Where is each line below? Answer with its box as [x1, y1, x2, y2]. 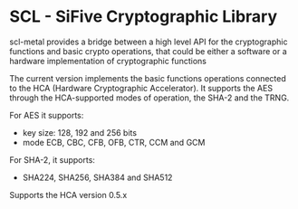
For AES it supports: [9, 109, 84, 120]
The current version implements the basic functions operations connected [9, 72, 287, 83]
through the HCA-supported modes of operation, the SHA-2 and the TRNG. [9, 92, 290, 103]
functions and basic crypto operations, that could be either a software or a [9, 45, 287, 56]
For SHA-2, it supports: [9, 154, 95, 165]
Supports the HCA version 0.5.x [9, 189, 128, 200]
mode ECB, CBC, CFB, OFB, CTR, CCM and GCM [22, 137, 206, 147]
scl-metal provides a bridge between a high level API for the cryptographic [9, 36, 288, 47]
